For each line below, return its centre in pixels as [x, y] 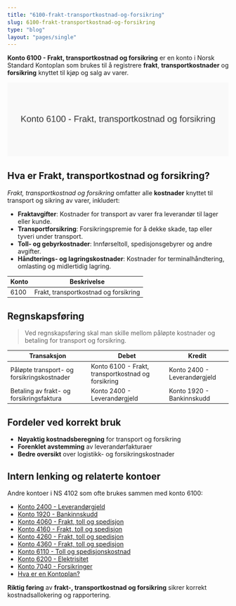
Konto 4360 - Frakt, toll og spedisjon [71, 544]
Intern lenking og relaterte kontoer [84, 476]
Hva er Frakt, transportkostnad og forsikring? [109, 176]
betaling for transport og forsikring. [75, 340]
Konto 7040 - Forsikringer [55, 567]
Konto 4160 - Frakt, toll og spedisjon [70, 529]
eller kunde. [35, 221]
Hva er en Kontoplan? [49, 574]
